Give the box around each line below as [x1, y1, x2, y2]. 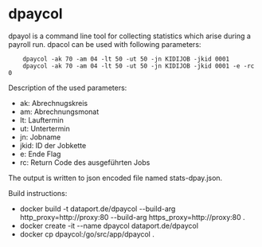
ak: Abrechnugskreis [19, 98, 88, 108]
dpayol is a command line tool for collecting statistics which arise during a [8, 31, 251, 41]
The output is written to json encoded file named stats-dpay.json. [8, 173, 223, 182]
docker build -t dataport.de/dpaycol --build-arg [19, 204, 176, 214]
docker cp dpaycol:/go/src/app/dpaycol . [19, 229, 155, 239]
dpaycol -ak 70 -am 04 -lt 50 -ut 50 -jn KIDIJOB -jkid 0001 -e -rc [22, 61, 255, 70]
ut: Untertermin [19, 123, 70, 133]
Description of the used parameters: [8, 83, 127, 92]
